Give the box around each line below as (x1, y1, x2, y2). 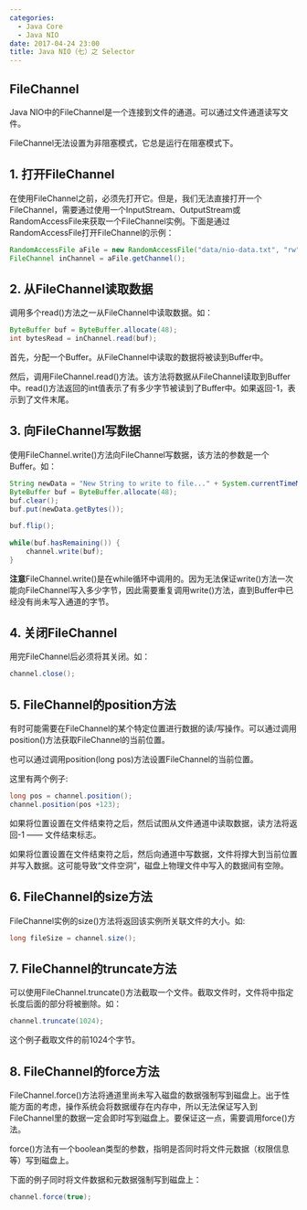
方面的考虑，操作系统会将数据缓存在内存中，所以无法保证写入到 (16, 1101, 258, 1112)
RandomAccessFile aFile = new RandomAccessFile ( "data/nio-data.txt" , (9, 245, 281, 254)
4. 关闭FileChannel (9, 625, 118, 641)
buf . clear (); (9, 495, 59, 505)
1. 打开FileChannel (9, 166, 115, 183)
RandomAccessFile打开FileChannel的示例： (9, 227, 175, 238)
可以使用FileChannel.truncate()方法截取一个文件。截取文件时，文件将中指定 (9, 987, 294, 998)
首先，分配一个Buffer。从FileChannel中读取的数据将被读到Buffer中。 (9, 352, 269, 363)
